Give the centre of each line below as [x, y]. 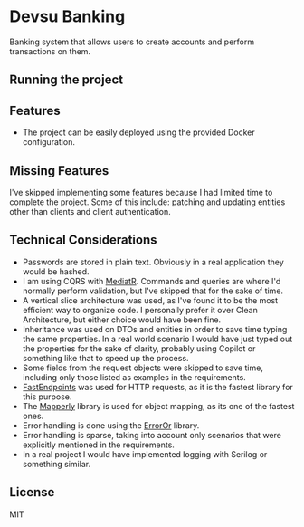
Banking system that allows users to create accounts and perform [132, 42]
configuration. [48, 142]
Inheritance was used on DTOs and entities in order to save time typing [155, 329]
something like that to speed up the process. [105, 358]
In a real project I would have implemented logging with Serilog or [145, 454]
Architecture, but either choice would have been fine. [122, 320]
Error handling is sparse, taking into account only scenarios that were [152, 435]
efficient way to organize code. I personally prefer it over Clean [140, 310]
